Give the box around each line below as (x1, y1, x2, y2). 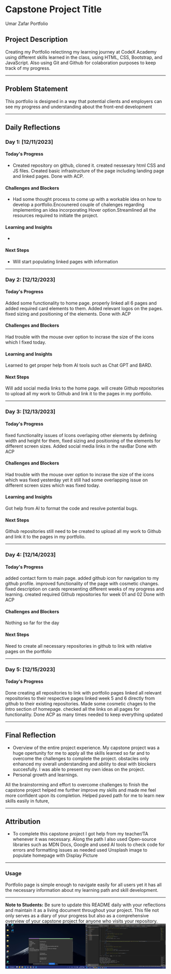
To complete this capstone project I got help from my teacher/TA (12, 831, 149, 837)
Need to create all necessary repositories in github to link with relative (5, 643, 152, 649)
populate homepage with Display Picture (12, 853, 98, 859)
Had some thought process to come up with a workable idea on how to (12, 196, 162, 202)
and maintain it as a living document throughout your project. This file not (5, 907, 159, 913)
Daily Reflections (5, 123, 61, 132)
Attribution (5, 817, 41, 826)
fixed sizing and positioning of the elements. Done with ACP (5, 311, 131, 317)
